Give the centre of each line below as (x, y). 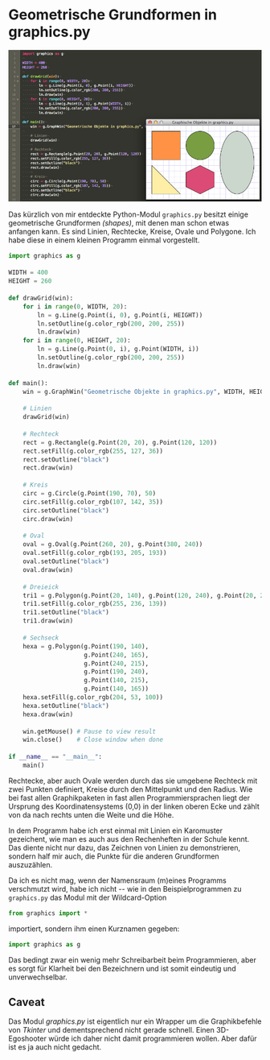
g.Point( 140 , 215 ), (117, 681)
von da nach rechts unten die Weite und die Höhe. (91, 814)
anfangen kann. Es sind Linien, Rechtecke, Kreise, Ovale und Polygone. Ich (132, 231)
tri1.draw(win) (48, 621)
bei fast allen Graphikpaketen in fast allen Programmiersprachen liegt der (129, 797)
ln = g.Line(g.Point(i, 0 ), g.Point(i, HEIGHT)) (120, 315)
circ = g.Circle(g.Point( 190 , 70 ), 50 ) (90, 494)
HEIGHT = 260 (30, 281)
